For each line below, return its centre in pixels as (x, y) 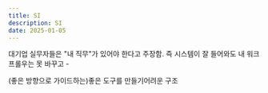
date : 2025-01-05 (37, 30)
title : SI (25, 15)
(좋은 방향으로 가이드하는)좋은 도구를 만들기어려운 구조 (93, 81)
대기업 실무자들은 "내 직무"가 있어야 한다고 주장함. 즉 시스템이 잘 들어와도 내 (127, 54)
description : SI (35, 23)
